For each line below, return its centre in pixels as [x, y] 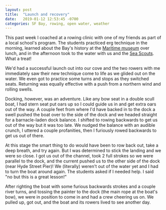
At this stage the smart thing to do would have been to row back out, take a [82, 145]
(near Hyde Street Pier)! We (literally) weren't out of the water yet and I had [82, 166]
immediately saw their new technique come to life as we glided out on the [80, 74]
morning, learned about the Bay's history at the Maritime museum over [77, 48]
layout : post [19, 10]
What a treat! [18, 59]
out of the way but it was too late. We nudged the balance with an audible [80, 125]
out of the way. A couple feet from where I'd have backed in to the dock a [80, 109]
